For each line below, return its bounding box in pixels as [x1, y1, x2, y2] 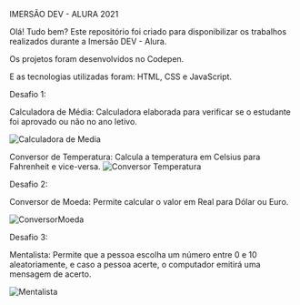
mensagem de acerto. [9, 269, 92, 280]
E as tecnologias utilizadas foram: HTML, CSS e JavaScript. [9, 71, 233, 82]
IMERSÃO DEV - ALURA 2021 [9, 9, 119, 19]
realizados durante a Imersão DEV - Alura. [9, 36, 167, 46]
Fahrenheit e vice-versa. [9, 161, 102, 172]
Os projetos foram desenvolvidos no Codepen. [9, 54, 185, 64]
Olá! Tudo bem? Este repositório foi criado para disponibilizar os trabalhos [9, 26, 287, 36]
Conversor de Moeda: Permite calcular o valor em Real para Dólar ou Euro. [9, 197, 289, 207]
